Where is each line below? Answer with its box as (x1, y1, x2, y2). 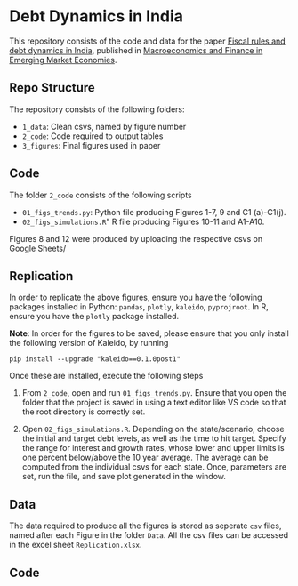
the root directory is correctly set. (21, 406, 146, 417)
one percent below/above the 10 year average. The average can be (21, 452, 269, 463)
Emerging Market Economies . (9, 54, 117, 65)
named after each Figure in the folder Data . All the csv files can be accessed (9, 530, 289, 541)
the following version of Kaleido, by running (9, 338, 169, 349)
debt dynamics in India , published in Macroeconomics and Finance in (9, 44, 263, 55)
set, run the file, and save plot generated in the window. (21, 471, 227, 482)
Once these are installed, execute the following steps (9, 371, 204, 381)
